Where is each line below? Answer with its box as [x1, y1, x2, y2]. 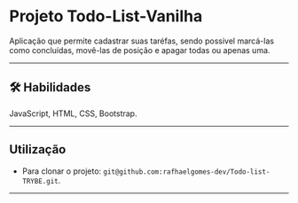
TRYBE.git [21, 176, 59, 185]
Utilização [9, 142, 67, 157]
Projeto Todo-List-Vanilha [9, 6, 203, 27]
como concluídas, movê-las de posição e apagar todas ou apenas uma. [9, 44, 271, 55]
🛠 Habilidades [9, 80, 91, 95]
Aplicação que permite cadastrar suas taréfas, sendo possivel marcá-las [9, 35, 275, 46]
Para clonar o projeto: [21, 166, 102, 176]
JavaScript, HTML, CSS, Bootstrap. [9, 108, 137, 119]
